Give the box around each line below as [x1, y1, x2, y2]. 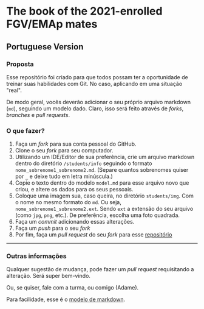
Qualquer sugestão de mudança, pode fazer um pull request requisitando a [6, 266, 194, 273]
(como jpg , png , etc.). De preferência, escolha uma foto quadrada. [15, 211, 180, 219]
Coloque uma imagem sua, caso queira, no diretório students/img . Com [15, 192, 194, 199]
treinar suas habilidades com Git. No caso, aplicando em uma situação [6, 80, 183, 87]
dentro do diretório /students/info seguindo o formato [15, 160, 152, 167]
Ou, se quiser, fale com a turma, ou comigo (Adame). [6, 284, 139, 291]
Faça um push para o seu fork [15, 224, 90, 232]
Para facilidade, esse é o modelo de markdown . [6, 296, 126, 303]
